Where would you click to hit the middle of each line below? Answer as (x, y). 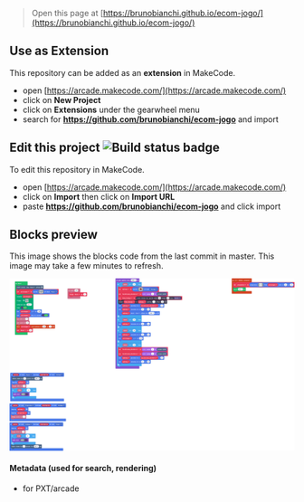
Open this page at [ (67, 13)
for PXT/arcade (51, 488)
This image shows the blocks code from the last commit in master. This (142, 256)
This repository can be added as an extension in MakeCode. (123, 72)
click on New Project (62, 99)
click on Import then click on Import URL (99, 196)
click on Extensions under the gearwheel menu (111, 109)
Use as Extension (59, 51)
